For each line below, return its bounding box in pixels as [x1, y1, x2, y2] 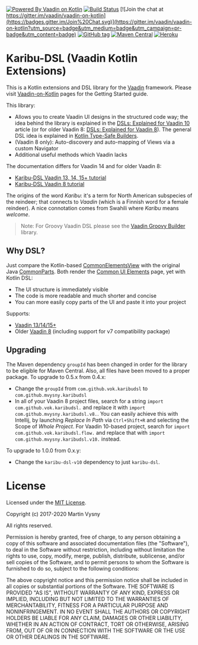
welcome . [6, 211, 30, 218]
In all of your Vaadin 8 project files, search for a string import [14, 397, 164, 404]
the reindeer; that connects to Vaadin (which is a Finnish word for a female [6, 198, 189, 205]
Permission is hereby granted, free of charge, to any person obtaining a [6, 533, 181, 540]
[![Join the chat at [120, 6, 164, 12]
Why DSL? [6, 246, 46, 256]
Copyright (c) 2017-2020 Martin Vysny [6, 510, 101, 517]
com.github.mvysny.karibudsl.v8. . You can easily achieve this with [14, 410, 178, 417]
